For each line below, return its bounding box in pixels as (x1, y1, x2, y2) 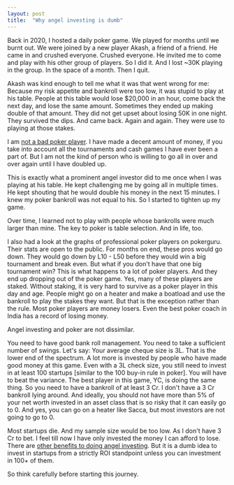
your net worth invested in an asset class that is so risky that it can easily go (7, 398, 226, 406)
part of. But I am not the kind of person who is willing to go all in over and (7, 152, 218, 161)
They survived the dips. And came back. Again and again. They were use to (7, 116, 225, 124)
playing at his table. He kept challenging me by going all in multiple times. (7, 180, 219, 189)
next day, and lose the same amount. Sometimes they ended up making (7, 101, 213, 110)
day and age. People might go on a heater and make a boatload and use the (7, 289, 226, 298)
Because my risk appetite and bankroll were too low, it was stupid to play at (7, 87, 224, 95)
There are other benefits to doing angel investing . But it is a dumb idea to (7, 441, 218, 449)
